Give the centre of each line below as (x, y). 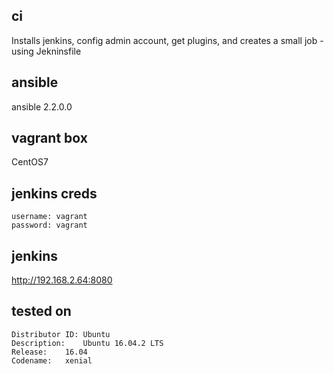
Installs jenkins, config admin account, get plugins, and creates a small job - (167, 40)
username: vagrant (49, 217)
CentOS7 (30, 162)
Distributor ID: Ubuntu (61, 334)
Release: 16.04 (49, 352)
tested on (41, 311)
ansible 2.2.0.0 (42, 106)
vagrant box (49, 138)
